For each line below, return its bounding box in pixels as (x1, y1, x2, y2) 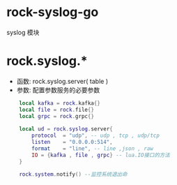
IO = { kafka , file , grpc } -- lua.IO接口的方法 (31, 151, 170, 158)
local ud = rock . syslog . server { (19, 126, 113, 133)
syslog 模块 (6, 28, 40, 36)
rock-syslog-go (6, 4, 99, 20)
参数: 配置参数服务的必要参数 (16, 85, 100, 94)
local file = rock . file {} (19, 106, 95, 113)
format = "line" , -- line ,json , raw (31, 145, 154, 152)
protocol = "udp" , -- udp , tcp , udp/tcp (31, 132, 160, 140)
